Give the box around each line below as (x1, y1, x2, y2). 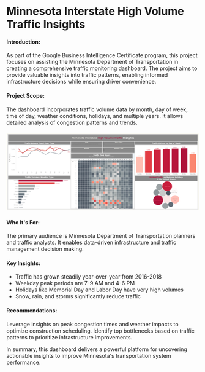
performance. (6, 358, 41, 366)
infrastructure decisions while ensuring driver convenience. (6, 78, 157, 85)
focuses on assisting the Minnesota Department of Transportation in (6, 58, 179, 66)
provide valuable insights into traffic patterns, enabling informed (6, 71, 168, 79)
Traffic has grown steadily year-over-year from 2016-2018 (15, 273, 162, 280)
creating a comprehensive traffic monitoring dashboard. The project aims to (6, 65, 198, 72)
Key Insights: (6, 259, 41, 267)
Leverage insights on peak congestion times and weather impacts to (6, 320, 179, 328)
